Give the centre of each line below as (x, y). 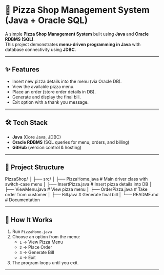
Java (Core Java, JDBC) (36, 137)
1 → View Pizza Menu (41, 242)
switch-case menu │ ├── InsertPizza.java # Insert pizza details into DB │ (79, 184)
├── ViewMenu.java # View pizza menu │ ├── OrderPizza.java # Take (76, 189)
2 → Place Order (36, 247)
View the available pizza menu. (43, 86)
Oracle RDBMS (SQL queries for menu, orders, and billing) (71, 142)
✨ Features (22, 70)
